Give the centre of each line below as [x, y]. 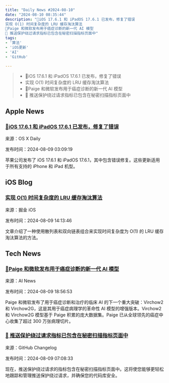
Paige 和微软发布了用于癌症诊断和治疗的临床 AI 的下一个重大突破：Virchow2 [84, 302]
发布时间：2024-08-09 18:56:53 [39, 292]
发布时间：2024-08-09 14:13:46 [38, 221]
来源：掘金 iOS [21, 209]
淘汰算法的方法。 [23, 237]
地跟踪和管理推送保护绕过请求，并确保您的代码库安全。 [62, 375]
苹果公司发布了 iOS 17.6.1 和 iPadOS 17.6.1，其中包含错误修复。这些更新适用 [82, 160]
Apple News [25, 111]
